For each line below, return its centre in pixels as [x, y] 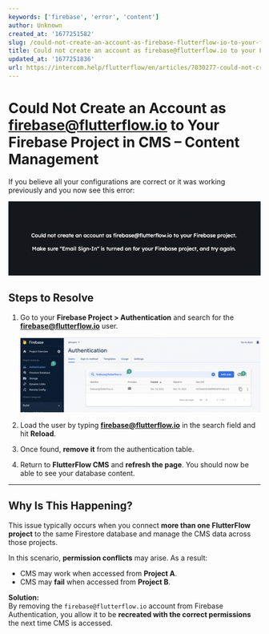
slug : [17, 42]
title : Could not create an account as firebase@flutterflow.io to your [132, 51]
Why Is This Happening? [70, 506]
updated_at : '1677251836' [51, 59]
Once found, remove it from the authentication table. [107, 449]
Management [54, 160]
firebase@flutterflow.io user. [69, 325]
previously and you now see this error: [72, 190]
